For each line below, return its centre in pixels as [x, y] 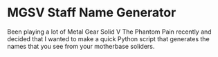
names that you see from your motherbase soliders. [81, 46]
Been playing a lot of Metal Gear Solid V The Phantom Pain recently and [110, 32]
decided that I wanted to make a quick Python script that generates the [108, 38]
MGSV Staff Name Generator [92, 13]
